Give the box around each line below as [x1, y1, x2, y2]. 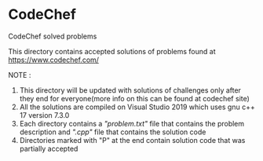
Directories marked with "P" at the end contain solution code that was [19, 135, 246, 145]
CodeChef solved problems [8, 31, 97, 41]
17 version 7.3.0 [19, 110, 70, 119]
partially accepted [19, 144, 79, 153]
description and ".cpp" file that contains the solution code [19, 127, 206, 137]
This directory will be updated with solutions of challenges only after [19, 85, 242, 95]
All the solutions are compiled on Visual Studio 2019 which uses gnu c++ [19, 102, 255, 112]
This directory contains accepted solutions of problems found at [8, 46, 216, 56]
